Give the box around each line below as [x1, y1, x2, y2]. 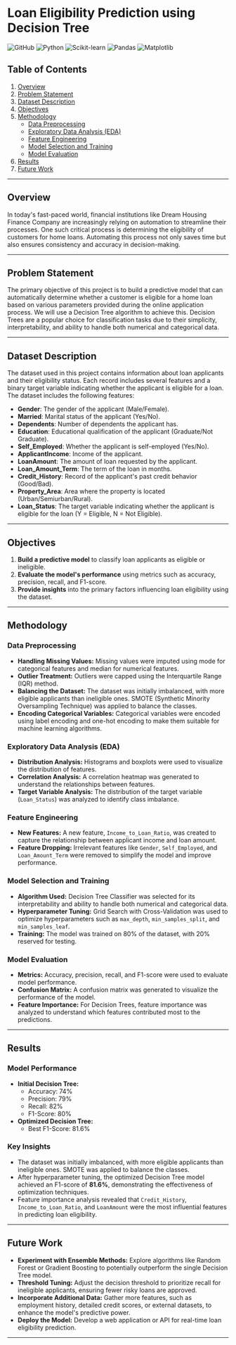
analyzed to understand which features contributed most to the [17, 1008, 201, 1016]
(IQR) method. [17, 679, 58, 688]
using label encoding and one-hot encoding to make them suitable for [17, 716, 220, 725]
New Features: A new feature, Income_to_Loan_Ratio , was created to [17, 828, 216, 837]
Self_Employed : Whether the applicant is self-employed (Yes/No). [17, 442, 209, 451]
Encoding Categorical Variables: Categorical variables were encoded [17, 709, 221, 717]
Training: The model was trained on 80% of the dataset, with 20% [17, 929, 211, 937]
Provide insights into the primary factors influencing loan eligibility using [17, 586, 229, 593]
